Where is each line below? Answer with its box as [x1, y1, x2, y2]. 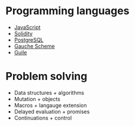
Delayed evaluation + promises [14, 108, 90, 115]
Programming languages [5, 4, 130, 18]
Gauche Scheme [14, 43, 55, 50]
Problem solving [5, 70, 88, 83]
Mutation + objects [14, 95, 60, 102]
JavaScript [14, 24, 41, 31]
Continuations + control [14, 114, 72, 121]
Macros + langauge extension [14, 102, 87, 109]
